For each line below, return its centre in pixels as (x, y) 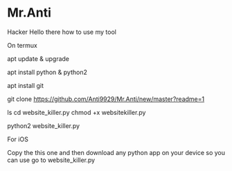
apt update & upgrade (38, 58)
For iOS (18, 139)
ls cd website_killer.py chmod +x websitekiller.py (77, 112)
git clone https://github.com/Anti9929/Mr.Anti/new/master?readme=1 (106, 99)
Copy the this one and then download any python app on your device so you (116, 152)
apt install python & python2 (47, 72)
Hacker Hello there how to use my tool (62, 32)
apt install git (25, 85)
